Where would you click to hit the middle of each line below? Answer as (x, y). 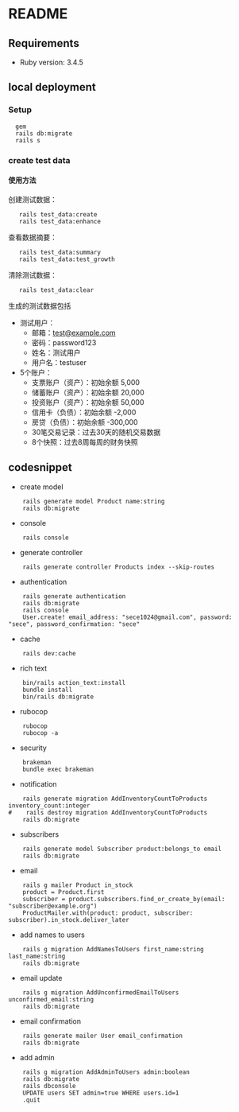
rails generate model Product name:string (94, 501)
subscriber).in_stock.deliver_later (69, 920)
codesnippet (40, 467)
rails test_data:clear (56, 290)
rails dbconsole (50, 1086)
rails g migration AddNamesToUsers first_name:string (113, 949)
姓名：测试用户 (56, 352)
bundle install (48, 690)
